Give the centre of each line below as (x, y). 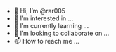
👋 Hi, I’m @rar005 (39, 11)
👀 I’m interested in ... (44, 18)
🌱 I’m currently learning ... (51, 26)
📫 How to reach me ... (46, 41)
